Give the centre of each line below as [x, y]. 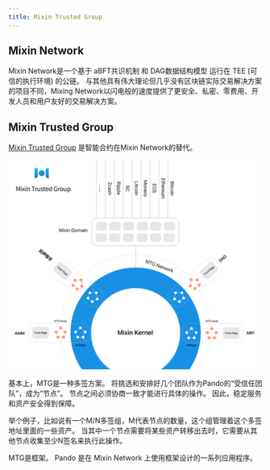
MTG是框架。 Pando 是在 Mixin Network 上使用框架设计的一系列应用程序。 [133, 458]
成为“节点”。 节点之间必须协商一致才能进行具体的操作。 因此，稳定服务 [143, 393]
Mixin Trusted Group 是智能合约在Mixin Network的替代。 [103, 148]
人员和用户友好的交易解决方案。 [68, 102]
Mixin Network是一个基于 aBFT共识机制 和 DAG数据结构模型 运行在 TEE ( [129, 71]
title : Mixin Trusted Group [56, 17]
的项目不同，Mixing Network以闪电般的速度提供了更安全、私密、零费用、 [130, 91]
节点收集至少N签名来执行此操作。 [71, 441]
